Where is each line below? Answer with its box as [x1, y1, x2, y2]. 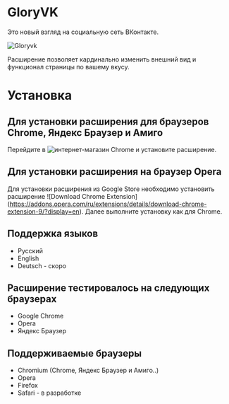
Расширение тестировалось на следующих [7, 282, 210, 294]
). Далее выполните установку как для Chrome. [79, 207, 223, 216]
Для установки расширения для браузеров [7, 115, 209, 127]
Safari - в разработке [17, 388, 82, 397]
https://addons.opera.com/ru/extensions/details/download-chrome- [9, 200, 207, 208]
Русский [17, 246, 44, 255]
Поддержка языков [7, 228, 99, 240]
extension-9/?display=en [7, 207, 80, 216]
